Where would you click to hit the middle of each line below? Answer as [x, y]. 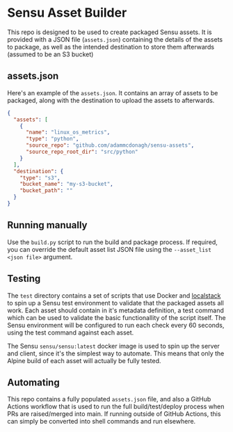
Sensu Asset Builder [67, 13]
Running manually [47, 225]
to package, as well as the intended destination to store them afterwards [111, 47]
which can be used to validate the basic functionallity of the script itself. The [116, 317]
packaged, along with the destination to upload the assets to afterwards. [111, 100]
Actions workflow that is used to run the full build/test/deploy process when [116, 407]
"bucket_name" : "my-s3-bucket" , [66, 184]
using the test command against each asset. [71, 333]
